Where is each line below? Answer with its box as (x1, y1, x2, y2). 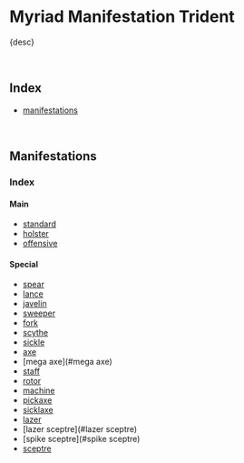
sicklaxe (22, 405, 54, 416)
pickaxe (22, 395, 53, 406)
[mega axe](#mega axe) (22, 357, 113, 367)
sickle (22, 337, 45, 347)
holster (22, 228, 50, 239)
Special (9, 258, 39, 269)
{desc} (9, 36, 34, 47)
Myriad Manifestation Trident (9, 6, 236, 27)
